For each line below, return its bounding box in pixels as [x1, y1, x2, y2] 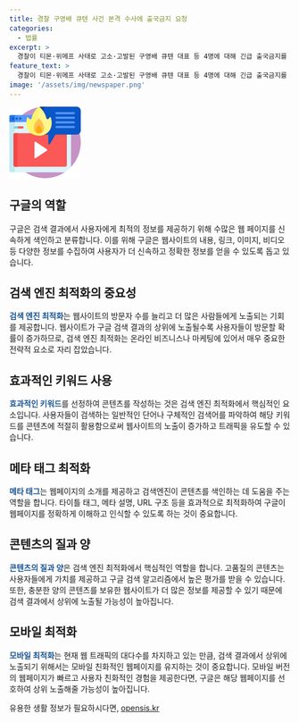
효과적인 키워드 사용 [9, 373, 112, 388]
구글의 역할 [9, 197, 67, 214]
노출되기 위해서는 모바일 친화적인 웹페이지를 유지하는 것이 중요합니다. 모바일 [9, 661, 274, 672]
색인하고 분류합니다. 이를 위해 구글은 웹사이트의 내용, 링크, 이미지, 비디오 [32, 234, 286, 245]
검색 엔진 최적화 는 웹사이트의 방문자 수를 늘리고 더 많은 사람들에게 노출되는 [9, 311, 269, 322]
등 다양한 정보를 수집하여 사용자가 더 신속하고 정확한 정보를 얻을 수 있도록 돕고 [9, 246, 281, 256]
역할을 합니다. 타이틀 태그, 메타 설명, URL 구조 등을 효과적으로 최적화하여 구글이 [9, 497, 286, 508]
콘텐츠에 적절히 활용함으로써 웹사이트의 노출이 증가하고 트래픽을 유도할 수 [25, 421, 281, 432]
